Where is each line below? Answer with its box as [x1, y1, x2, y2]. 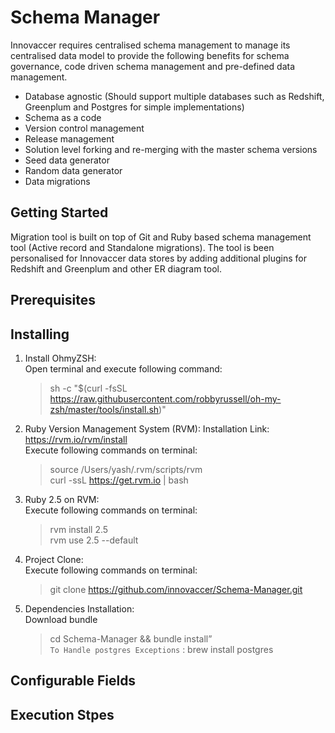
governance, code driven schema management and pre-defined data [10, 60, 296, 72]
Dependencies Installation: [24, 602, 135, 615]
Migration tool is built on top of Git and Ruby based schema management [10, 231, 312, 243]
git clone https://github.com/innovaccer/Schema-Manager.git [49, 583, 303, 595]
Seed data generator [24, 154, 110, 166]
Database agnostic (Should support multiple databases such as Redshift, [24, 90, 325, 102]
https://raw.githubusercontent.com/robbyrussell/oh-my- [49, 392, 282, 405]
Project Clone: [24, 553, 84, 565]
